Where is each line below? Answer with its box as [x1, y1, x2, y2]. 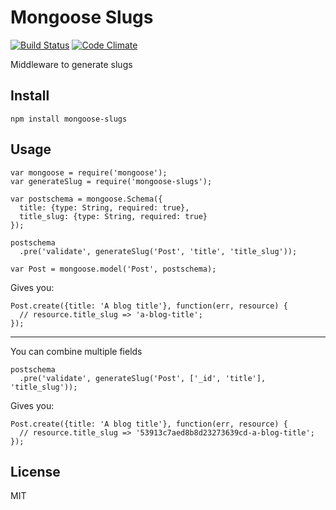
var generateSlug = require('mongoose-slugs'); [10, 176, 213, 186]
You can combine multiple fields [10, 345, 143, 357]
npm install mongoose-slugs [10, 114, 128, 124]
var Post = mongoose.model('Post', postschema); [10, 264, 217, 274]
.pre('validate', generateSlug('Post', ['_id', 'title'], [19, 373, 267, 383]
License [10, 463, 61, 480]
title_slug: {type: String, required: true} [19, 211, 208, 221]
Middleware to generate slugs [10, 58, 133, 70]
